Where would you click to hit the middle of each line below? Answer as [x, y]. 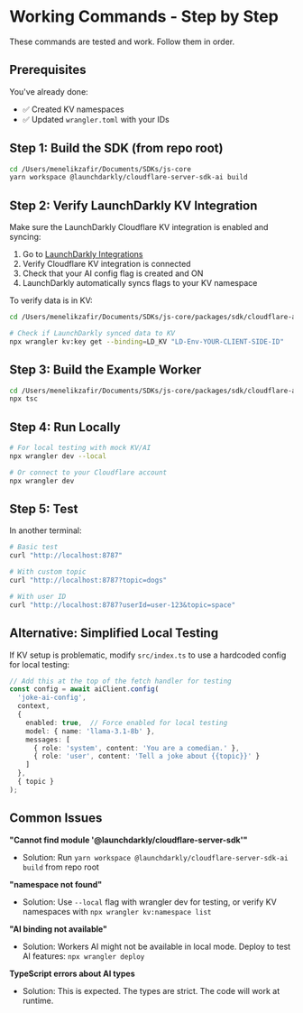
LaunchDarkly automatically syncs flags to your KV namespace [140, 283]
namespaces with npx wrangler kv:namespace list [117, 911]
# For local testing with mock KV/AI [80, 448]
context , [34, 706]
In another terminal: [46, 530]
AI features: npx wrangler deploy [83, 956]
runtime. [38, 1000]
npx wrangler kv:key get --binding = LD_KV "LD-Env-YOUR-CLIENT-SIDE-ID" [147, 341]
